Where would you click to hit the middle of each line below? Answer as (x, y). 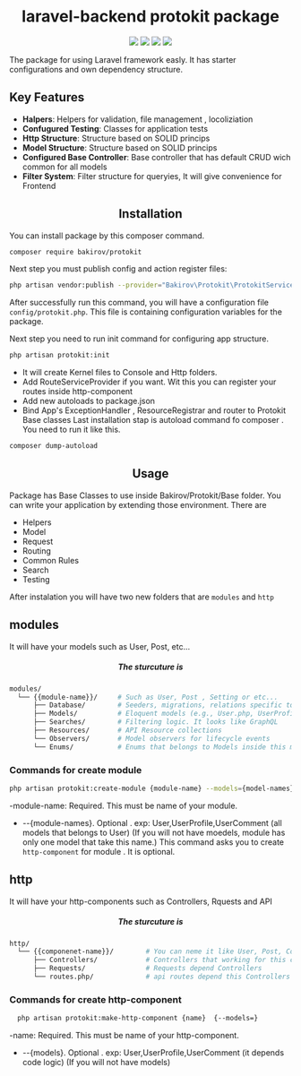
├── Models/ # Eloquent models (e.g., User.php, (143, 714)
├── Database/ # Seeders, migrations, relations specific (157, 705)
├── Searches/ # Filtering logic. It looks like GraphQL (155, 722)
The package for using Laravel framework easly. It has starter (123, 59)
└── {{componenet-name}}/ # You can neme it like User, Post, (150, 951)
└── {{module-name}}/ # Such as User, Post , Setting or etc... (148, 697)
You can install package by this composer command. (107, 236)
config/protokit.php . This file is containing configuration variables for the (146, 312)
